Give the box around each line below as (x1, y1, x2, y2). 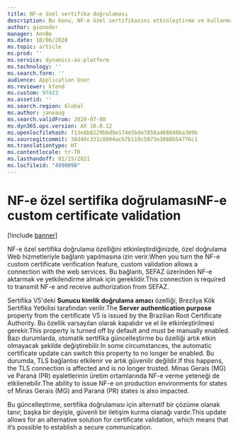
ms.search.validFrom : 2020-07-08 (7, 116, 106, 123)
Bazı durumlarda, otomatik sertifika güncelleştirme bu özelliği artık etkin (7, 334, 216, 342)
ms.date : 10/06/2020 (7, 37, 69, 44)
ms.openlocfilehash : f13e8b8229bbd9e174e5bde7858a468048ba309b (7, 129, 198, 136)
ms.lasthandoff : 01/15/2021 (7, 155, 91, 163)
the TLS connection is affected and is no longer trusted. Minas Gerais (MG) (7, 364, 227, 372)
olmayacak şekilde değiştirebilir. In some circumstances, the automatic (7, 341, 212, 349)
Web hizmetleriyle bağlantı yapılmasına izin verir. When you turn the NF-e (7, 252, 220, 261)
